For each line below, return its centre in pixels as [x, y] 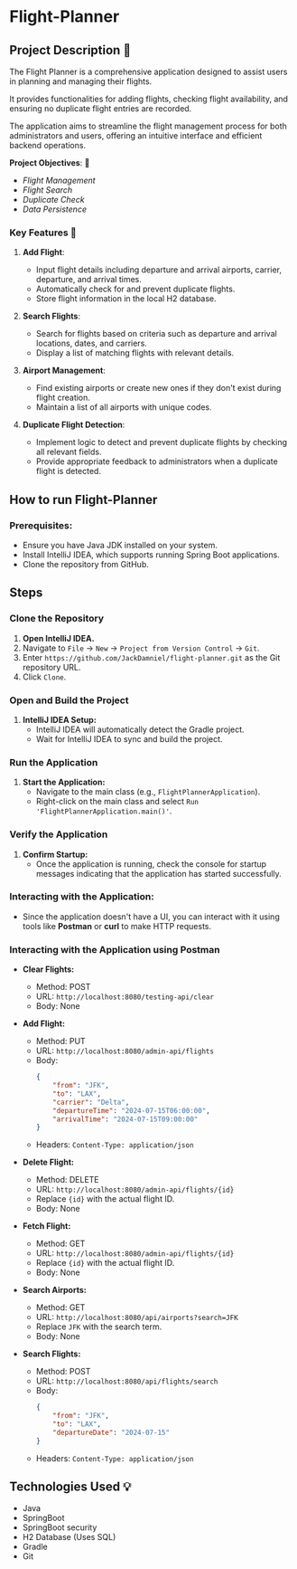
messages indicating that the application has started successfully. [158, 873]
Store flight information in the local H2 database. [126, 299]
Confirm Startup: [55, 854]
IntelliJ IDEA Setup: [59, 719]
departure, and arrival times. [89, 280]
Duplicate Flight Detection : [74, 425]
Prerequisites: [41, 525]
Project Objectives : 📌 [50, 163]
